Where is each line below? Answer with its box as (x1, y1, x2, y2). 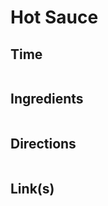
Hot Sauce (10, 6, 99, 29)
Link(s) (10, 181, 55, 198)
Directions (10, 136, 77, 153)
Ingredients (10, 91, 84, 108)
